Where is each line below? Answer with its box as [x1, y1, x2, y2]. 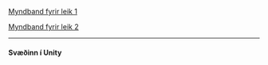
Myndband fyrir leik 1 [8, 7, 78, 16]
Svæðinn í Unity [8, 48, 62, 57]
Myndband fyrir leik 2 [8, 22, 79, 31]
